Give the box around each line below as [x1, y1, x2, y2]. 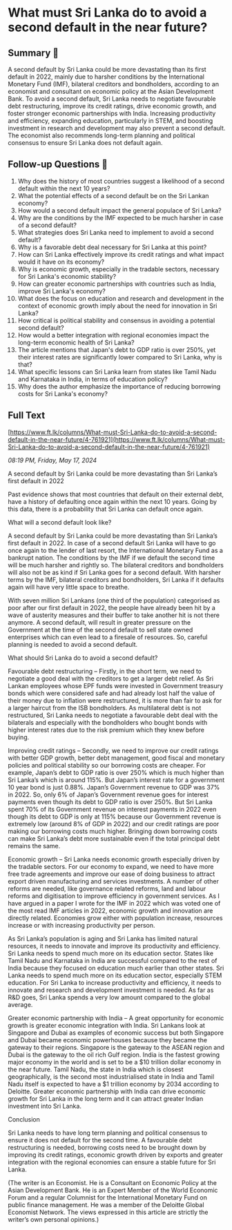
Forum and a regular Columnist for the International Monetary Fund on [8, 1193, 208, 1202]
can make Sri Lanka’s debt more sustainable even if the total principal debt [8, 834, 220, 843]
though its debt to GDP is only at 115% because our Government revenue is [8, 812, 222, 821]
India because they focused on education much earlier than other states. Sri [8, 964, 224, 972]
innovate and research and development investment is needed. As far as [8, 986, 214, 994]
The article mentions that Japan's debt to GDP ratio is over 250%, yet [17, 345, 216, 353]
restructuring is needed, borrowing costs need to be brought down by [8, 1143, 206, 1151]
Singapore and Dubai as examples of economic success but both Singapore [8, 1028, 224, 1037]
